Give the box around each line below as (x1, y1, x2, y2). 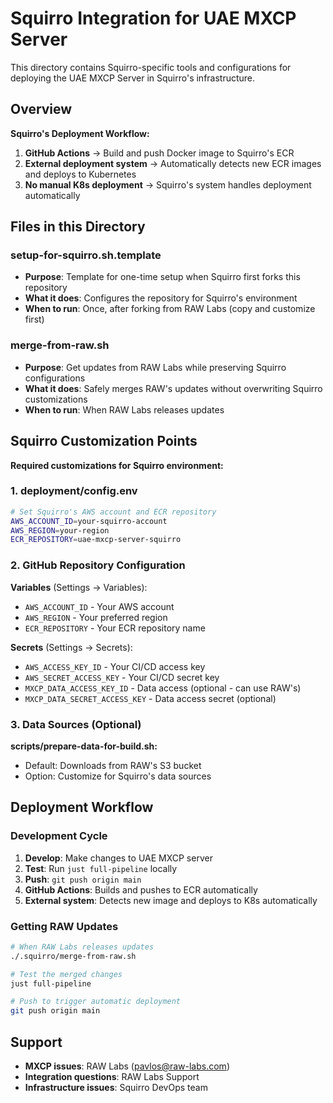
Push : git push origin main (24, 873, 142, 885)
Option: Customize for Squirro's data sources (24, 770, 212, 782)
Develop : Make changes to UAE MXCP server (24, 852, 213, 864)
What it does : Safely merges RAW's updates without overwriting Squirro (24, 382, 323, 394)
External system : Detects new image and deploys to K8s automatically (24, 894, 318, 906)
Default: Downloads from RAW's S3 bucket (24, 759, 202, 771)
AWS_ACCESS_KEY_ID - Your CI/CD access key (24, 660, 206, 672)
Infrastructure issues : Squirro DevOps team (24, 1081, 208, 1093)
